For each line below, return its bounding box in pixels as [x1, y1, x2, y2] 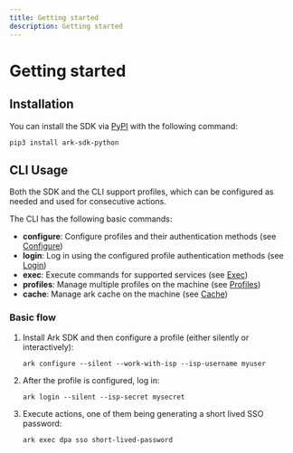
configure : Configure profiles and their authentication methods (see [22, 231, 277, 242]
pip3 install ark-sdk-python [9, 137, 119, 147]
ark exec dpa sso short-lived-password [22, 435, 174, 444]
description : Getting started [9, 22, 124, 31]
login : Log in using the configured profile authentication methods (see [22, 250, 285, 261]
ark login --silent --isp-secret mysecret [22, 392, 185, 401]
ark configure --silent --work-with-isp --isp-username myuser [22, 359, 267, 368]
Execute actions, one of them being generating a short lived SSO [22, 408, 264, 419]
